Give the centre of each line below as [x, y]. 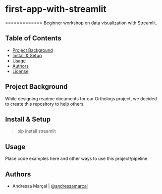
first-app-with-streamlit [56, 9]
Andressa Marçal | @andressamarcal [50, 186]
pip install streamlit [36, 131]
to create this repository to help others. [45, 104]
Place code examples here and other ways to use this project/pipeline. [77, 158]
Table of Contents [33, 38]
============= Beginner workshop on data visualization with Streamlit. [81, 23]
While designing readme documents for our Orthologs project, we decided [81, 98]
